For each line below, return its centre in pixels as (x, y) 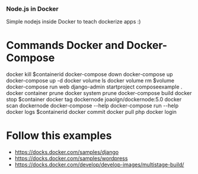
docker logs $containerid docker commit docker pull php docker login (91, 112)
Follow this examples (59, 136)
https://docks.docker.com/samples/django (67, 152)
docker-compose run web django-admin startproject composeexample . (94, 87)
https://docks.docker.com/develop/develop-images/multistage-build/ (99, 165)
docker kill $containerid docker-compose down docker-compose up (90, 74)
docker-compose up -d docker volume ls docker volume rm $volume (90, 81)
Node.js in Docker (32, 9)
